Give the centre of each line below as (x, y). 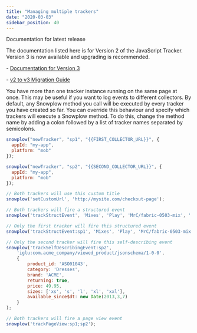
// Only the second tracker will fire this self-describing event (89, 242)
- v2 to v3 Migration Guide (38, 80)
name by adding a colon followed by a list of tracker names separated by (94, 123)
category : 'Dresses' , (54, 269)
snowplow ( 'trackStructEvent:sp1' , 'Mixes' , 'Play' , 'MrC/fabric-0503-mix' (100, 231)
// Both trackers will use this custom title (63, 194)
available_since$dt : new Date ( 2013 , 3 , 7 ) (78, 297)
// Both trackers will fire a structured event (66, 210)
